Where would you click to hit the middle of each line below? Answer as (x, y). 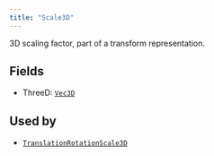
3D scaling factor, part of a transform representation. (107, 43)
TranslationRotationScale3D (75, 143)
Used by (33, 121)
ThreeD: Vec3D (49, 93)
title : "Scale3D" (42, 17)
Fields (27, 71)
